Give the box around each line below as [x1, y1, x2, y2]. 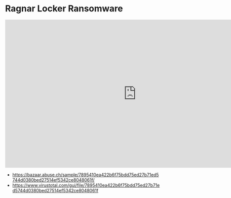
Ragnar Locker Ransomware [5, 3, 123, 14]
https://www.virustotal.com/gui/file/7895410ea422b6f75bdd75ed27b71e [12, 182, 160, 188]
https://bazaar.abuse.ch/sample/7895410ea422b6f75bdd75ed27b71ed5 [12, 171, 159, 178]
